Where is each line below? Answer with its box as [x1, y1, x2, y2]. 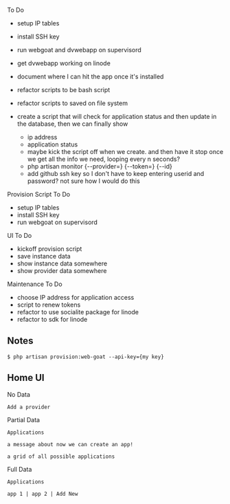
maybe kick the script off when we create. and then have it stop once [27, 148, 224, 155]
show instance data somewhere [16, 259, 108, 267]
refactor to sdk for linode [16, 316, 88, 323]
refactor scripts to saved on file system [16, 99, 128, 107]
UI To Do [7, 232, 32, 239]
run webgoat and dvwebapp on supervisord [16, 46, 142, 54]
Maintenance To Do [7, 280, 63, 288]
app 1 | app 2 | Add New [7, 490, 78, 497]
